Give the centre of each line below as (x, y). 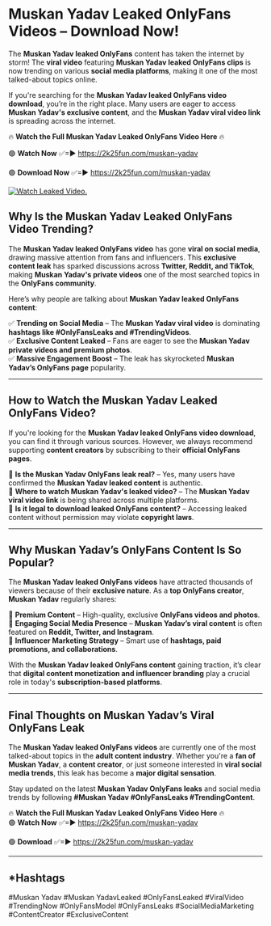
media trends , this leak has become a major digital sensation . (113, 773)
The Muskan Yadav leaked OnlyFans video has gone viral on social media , (134, 248)
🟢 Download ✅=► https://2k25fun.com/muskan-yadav (101, 842)
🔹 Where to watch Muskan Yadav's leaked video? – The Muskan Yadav (129, 491)
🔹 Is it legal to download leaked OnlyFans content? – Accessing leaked (128, 508)
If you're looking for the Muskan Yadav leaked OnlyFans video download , (132, 433)
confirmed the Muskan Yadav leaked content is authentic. (106, 483)
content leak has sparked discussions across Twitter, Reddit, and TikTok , (132, 266)
